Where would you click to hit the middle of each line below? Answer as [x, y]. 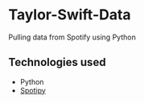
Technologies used [57, 62]
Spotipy [33, 90]
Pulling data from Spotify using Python [72, 37]
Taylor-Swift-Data [70, 15]
